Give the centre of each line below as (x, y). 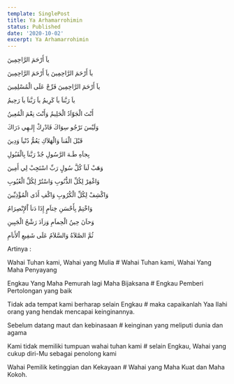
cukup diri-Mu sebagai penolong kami (62, 354)
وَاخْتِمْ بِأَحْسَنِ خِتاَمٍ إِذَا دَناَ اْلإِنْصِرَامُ (50, 208)
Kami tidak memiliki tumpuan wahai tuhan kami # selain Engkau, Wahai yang (117, 346)
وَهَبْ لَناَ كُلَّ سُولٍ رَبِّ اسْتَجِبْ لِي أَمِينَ (55, 168)
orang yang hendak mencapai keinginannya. (71, 312)
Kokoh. (17, 375)
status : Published (34, 27)
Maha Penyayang (32, 270)
